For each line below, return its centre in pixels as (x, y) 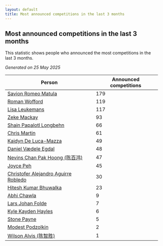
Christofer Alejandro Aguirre (40, 174)
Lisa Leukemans (26, 110)
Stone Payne (22, 219)
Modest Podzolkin (28, 227)
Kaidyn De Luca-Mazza (35, 141)
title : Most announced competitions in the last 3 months (65, 14)
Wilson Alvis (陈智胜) (31, 236)
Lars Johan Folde (27, 203)
